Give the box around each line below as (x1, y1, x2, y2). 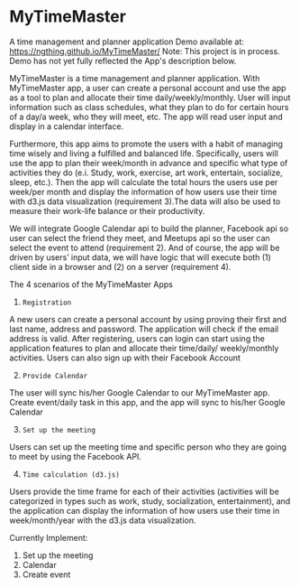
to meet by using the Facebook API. (9, 451, 142, 461)
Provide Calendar (22, 371, 88, 380)
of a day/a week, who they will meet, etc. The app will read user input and (9, 111, 283, 122)
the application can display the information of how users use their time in (9, 505, 280, 516)
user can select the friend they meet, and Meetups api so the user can (9, 232, 270, 243)
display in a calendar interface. (9, 120, 124, 132)
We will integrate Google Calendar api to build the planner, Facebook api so (9, 223, 289, 234)
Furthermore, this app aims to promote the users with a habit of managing (9, 138, 284, 149)
